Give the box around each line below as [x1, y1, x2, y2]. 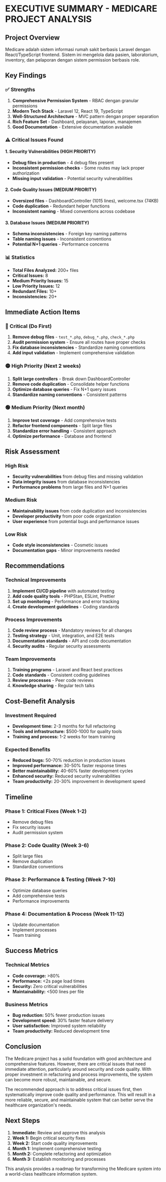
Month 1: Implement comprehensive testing [12, 1145, 102, 1151]
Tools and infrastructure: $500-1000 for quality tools [12, 728, 122, 734]
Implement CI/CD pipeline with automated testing [12, 588, 115, 593]
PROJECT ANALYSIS [5, 13, 92, 25]
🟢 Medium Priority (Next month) [5, 404, 85, 411]
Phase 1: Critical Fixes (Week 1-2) [5, 807, 87, 814]
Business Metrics [5, 1001, 48, 1008]
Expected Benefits [5, 746, 51, 753]
